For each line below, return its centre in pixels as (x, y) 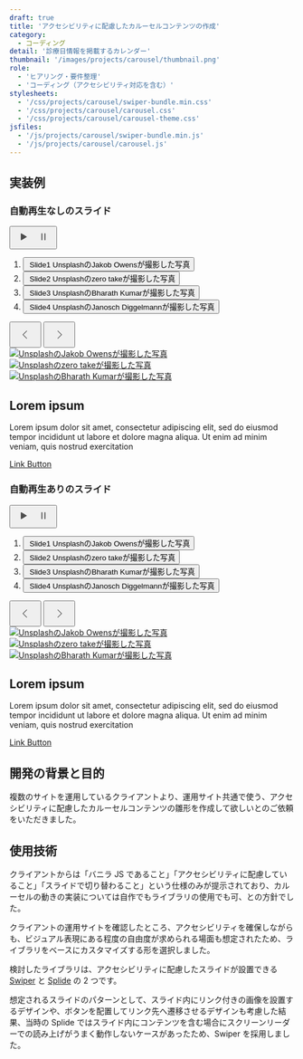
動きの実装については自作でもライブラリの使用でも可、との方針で (163, 896)
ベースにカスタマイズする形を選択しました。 (132, 949)
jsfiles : (26, 128)
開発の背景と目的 (57, 773)
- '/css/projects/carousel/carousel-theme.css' (109, 119)
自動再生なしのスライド (60, 211)
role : (19, 69)
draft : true (32, 18)
